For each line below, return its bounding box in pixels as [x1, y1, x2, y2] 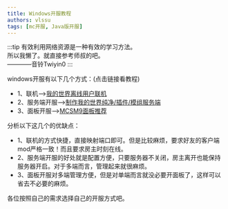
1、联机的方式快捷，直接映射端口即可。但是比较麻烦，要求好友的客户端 [17, 136, 220, 145]
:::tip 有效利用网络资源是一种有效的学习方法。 [7, 43, 137, 51]
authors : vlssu [7, 17, 51, 24]
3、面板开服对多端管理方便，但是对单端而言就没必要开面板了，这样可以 [17, 171, 221, 179]
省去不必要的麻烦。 [17, 179, 73, 188]
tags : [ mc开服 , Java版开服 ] [7, 23, 83, 30]
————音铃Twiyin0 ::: [7, 60, 73, 69]
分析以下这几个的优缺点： [7, 122, 80, 130]
